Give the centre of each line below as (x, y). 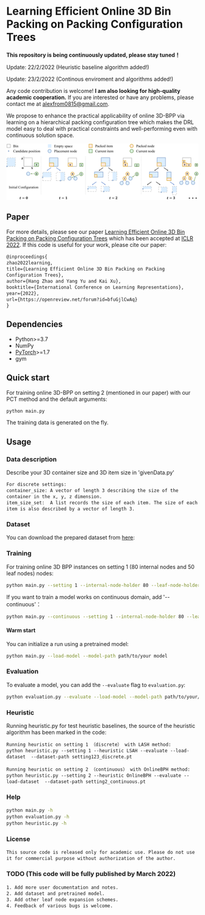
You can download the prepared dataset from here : (71, 538)
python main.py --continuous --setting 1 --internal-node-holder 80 (95, 616)
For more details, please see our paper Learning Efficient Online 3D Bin (95, 232)
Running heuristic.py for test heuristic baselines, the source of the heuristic (101, 726)
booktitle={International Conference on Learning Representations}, (95, 287)
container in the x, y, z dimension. (54, 497)
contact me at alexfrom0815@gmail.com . (58, 104)
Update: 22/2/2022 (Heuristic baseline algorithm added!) (78, 67)
